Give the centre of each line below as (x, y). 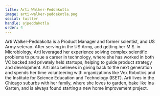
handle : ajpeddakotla (27, 23)
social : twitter (22, 19)
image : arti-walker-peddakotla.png (41, 14)
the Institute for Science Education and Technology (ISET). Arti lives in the (80, 78)
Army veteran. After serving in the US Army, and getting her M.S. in (73, 47)
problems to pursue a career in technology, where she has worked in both (80, 57)
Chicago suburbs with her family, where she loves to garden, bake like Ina (80, 83)
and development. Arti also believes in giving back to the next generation (79, 67)
